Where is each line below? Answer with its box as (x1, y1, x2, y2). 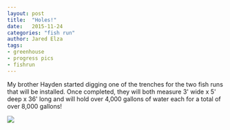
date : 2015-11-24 (7, 23, 63, 30)
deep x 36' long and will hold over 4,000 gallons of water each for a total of (7, 94, 222, 103)
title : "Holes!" (7, 17, 57, 23)
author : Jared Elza (7, 36, 63, 43)
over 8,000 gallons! (7, 102, 62, 110)
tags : (7, 42, 23, 49)
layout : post (7, 10, 45, 17)
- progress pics (7, 55, 54, 62)
